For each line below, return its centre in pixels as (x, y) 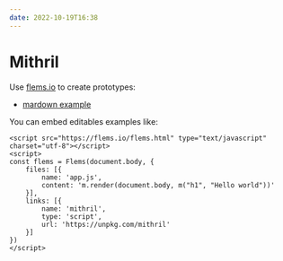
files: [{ (44, 170)
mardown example (57, 104)
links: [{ (44, 201)
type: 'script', (72, 216)
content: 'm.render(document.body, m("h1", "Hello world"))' (159, 185)
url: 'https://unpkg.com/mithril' (106, 224)
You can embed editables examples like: (84, 121)
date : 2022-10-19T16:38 (54, 17)
